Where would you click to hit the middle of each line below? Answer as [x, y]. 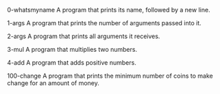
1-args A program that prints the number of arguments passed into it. [105, 23]
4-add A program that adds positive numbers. [72, 63]
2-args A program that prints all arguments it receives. [84, 36]
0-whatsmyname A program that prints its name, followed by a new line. [109, 10]
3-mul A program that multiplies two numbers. [72, 49]
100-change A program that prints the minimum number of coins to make [110, 76]
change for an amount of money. [53, 83]
